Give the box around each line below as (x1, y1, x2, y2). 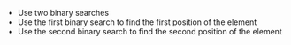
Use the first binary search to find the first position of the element (17, 17, 257, 27)
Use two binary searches (17, 8, 109, 18)
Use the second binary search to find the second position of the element (17, 26, 283, 36)
